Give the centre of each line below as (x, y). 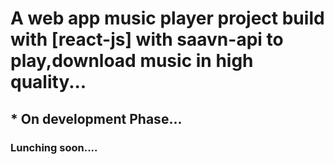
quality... (48, 82)
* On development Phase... (96, 118)
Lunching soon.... (54, 147)
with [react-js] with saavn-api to (147, 39)
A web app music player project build (167, 18)
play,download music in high (132, 61)
